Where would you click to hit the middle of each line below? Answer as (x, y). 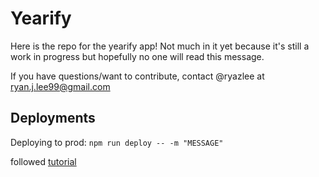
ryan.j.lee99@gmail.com (60, 86)
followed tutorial (43, 161)
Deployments (53, 118)
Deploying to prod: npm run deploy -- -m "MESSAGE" (117, 142)
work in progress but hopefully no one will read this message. (137, 56)
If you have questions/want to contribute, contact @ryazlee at (137, 76)
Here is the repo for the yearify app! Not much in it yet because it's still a (160, 46)
